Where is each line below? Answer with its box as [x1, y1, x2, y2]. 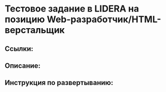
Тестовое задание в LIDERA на [5, 3, 140, 15]
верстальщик [5, 25, 65, 36]
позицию [5, 14, 45, 25]
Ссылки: [5, 44, 33, 53]
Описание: [5, 61, 41, 70]
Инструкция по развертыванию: [5, 78, 113, 87]
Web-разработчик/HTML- [47, 14, 161, 25]
